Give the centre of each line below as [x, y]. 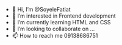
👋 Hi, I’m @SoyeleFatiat [41, 9]
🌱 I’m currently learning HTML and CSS [61, 22]
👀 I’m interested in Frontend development [64, 16]
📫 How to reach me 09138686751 [55, 36]
